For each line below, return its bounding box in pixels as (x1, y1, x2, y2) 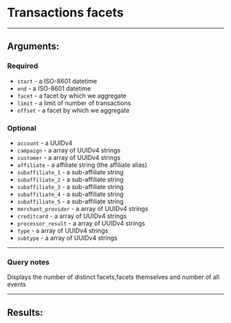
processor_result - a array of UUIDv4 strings (16, 219, 146, 227)
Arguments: (7, 41, 60, 52)
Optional (7, 123, 36, 133)
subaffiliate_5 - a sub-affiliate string (16, 197, 124, 205)
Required (7, 61, 38, 71)
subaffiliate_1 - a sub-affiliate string (16, 168, 124, 176)
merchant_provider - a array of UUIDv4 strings (16, 204, 148, 212)
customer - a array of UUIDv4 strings (16, 153, 121, 161)
